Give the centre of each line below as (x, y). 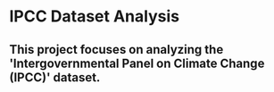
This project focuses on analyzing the (116, 50)
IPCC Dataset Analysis (95, 17)
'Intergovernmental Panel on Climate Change (137, 63)
